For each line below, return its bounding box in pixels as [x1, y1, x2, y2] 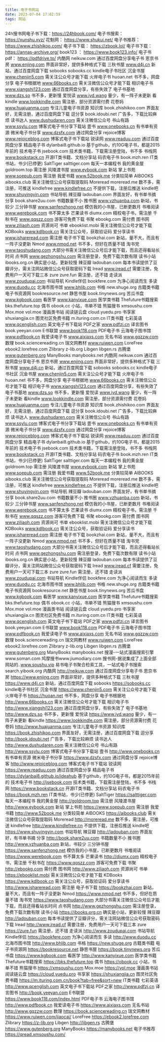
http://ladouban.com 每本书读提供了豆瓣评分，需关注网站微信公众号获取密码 [5, 915, 160, 921]
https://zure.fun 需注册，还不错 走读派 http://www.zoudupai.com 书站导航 [5, 928, 155, 934]
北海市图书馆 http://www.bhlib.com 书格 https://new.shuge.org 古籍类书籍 [5, 940, 155, 946]
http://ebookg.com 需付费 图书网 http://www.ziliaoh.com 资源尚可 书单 [5, 866, 148, 872]
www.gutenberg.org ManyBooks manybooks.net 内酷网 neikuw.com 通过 [5, 352, 153, 358]
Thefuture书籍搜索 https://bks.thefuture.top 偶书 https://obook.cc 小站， [5, 959, 152, 965]
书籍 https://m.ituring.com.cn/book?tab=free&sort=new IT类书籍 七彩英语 [9, 977, 159, 983]
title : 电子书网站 [5, 7, 39, 12]
